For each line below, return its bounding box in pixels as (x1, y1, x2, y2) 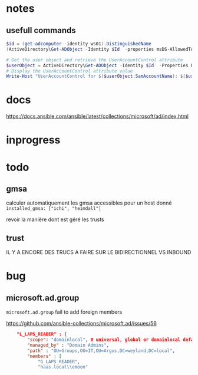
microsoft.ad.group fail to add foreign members (6, 308, 123, 315)
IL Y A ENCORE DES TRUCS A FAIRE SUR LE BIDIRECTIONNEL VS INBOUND (6, 249, 192, 256)
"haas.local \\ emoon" (37, 364, 88, 370)
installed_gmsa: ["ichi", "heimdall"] (6, 206, 101, 212)
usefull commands (6, 25, 76, 35)
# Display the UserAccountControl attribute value (6, 68, 133, 74)
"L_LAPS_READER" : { (16, 331, 67, 337)
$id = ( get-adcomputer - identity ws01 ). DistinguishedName (6, 41, 151, 47)
